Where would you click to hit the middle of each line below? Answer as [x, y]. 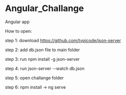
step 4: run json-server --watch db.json [45, 68]
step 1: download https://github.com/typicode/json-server [63, 40]
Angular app [18, 22]
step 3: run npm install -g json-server [43, 59]
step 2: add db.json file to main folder [43, 50]
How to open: [19, 31]
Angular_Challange [45, 8]
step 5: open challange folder [35, 78]
